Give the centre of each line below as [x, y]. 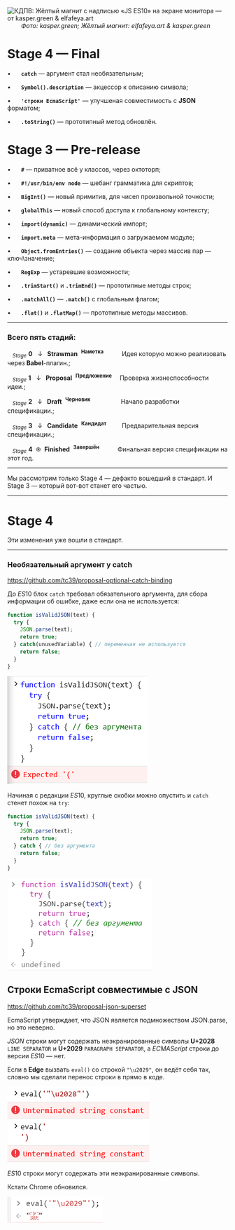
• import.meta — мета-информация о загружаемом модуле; [101, 237]
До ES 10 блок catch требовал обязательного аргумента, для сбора [107, 594]
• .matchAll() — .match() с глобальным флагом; [83, 299]
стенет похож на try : [38, 802]
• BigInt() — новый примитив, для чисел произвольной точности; [111, 196]
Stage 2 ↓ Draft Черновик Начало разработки [96, 402]
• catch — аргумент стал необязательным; [76, 73]
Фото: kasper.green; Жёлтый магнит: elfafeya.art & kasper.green [116, 26]
